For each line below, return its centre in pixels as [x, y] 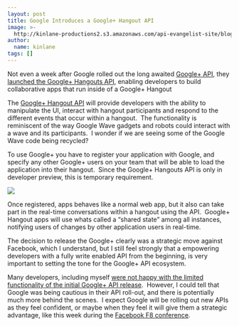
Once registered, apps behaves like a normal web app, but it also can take [116, 204]
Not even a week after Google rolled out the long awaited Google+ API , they [118, 74]
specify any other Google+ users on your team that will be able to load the [116, 162]
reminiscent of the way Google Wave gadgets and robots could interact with [119, 125]
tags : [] [20, 54]
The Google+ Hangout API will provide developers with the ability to [107, 102]
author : [19, 41]
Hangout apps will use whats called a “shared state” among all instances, [115, 219]
